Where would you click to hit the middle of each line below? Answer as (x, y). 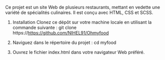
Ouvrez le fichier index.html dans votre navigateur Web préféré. (78, 52)
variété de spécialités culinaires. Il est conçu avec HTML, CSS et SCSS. (79, 12)
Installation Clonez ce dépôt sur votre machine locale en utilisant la (82, 22)
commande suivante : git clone (44, 27)
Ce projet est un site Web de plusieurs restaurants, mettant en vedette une (83, 7)
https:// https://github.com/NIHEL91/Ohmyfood (61, 33)
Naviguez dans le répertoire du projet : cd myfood (64, 42)
